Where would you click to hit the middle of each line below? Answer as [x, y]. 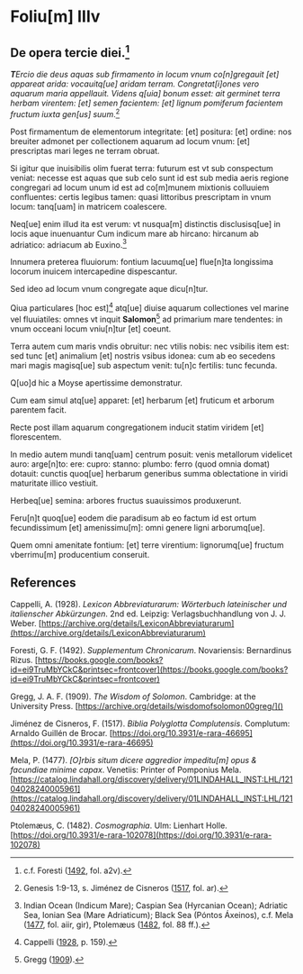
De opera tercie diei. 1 [70, 51]
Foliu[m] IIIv [55, 17]
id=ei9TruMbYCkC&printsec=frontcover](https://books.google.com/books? [149, 669]
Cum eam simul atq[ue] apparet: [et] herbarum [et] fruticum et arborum [143, 400]
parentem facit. [38, 410]
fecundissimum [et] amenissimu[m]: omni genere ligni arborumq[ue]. [138, 527]
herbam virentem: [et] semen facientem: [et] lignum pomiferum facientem [147, 103]
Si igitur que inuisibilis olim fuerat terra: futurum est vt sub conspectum [142, 168]
